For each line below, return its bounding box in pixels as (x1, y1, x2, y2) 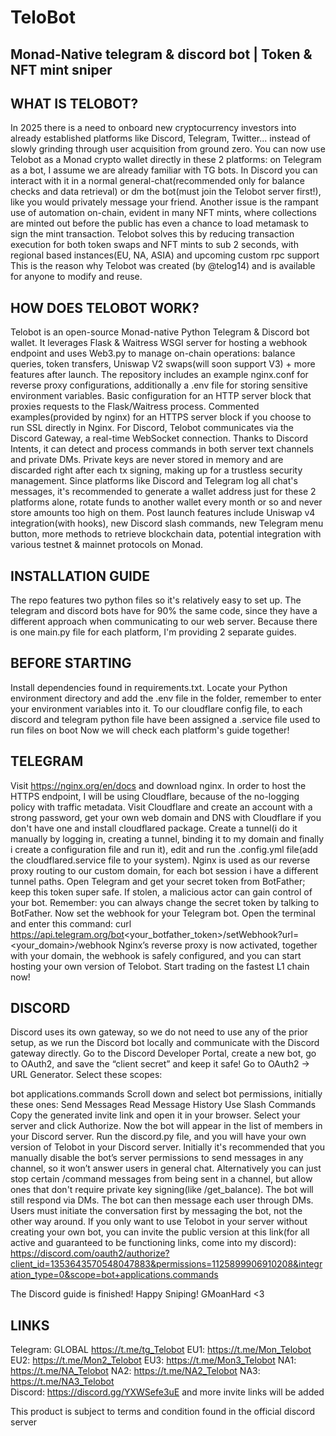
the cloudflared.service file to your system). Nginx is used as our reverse (10, 854, 311, 866)
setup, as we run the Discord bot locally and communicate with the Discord (10, 1037, 320, 1049)
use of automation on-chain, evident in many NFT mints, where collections (10, 207, 318, 219)
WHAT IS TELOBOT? (10, 95, 139, 112)
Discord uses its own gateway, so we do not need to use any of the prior (10, 1026, 309, 1038)
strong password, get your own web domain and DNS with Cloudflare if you (10, 811, 322, 823)
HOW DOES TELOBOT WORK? (10, 299, 200, 316)
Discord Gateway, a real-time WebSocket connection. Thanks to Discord (10, 432, 309, 445)
